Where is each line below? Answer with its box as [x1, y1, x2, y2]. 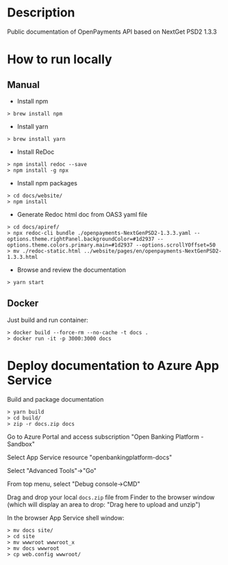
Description [7, 5, 75, 21]
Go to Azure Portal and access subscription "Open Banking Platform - [7, 433, 204, 441]
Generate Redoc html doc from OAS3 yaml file [16, 210, 148, 218]
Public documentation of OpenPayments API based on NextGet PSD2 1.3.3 [7, 27, 217, 36]
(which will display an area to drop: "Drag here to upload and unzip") [7, 500, 201, 509]
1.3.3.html [7, 253, 38, 260]
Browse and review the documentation [16, 266, 127, 274]
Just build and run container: [7, 316, 89, 324]
